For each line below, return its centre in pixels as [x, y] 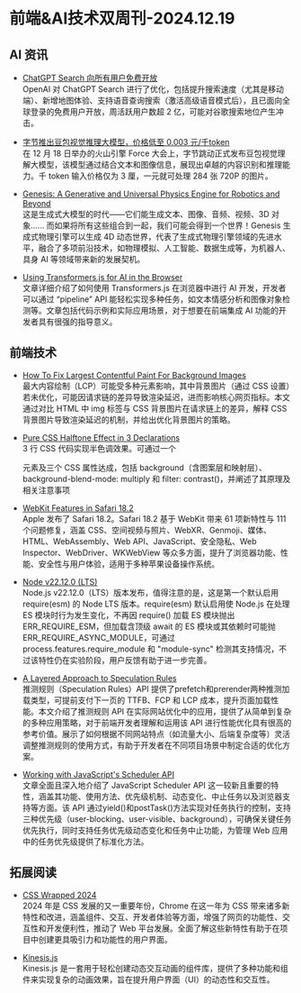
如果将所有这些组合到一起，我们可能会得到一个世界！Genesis [167, 225]
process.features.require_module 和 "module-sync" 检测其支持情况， [150, 649]
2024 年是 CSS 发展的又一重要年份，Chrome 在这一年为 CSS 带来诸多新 [156, 906]
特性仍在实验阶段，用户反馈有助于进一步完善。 [125, 660]
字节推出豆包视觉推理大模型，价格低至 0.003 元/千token [126, 142]
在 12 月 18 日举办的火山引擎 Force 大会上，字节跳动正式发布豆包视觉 [150, 153]
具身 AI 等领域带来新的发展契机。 [84, 259]
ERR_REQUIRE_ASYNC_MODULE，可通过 [98, 637]
